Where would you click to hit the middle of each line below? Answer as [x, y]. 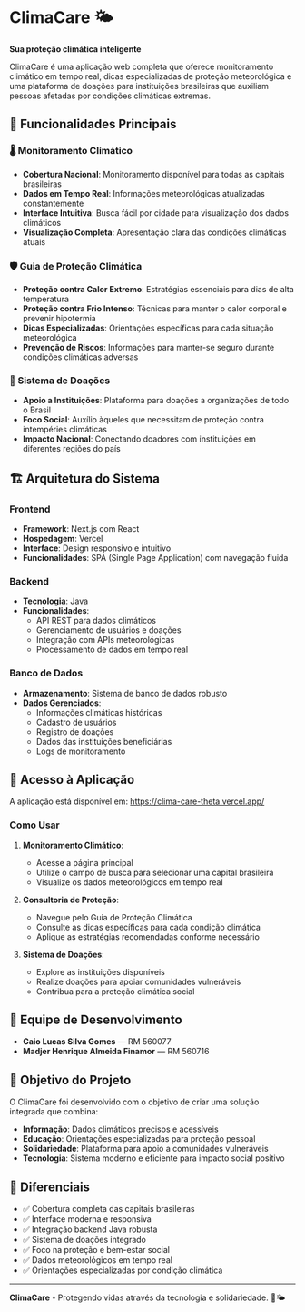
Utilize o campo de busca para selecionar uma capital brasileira [155, 872]
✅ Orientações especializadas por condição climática [123, 1270]
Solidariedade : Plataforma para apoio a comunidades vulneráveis [146, 1149]
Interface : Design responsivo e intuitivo [97, 548]
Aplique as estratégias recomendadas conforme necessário [148, 936]
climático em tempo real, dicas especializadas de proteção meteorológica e [151, 76]
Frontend [30, 509]
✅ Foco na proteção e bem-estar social [96, 1250]
